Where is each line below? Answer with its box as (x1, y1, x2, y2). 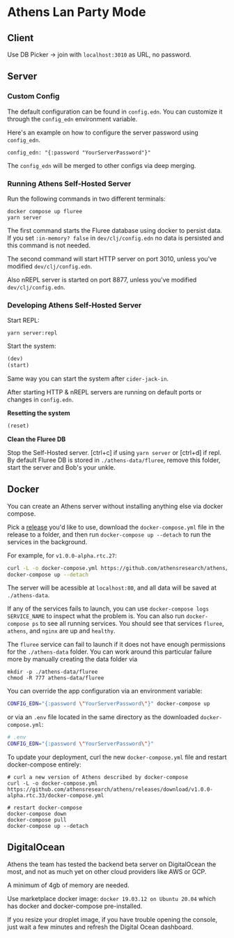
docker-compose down (7, 810, 68, 817)
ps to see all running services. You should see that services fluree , (32, 620, 224, 628)
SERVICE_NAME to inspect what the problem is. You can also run (7, 612, 185, 620)
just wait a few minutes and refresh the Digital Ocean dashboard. (7, 923, 194, 931)
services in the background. (7, 537, 88, 546)
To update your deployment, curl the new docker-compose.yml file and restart (7, 753, 227, 762)
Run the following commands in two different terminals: (7, 194, 166, 203)
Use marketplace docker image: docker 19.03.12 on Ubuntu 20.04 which (7, 894, 216, 902)
